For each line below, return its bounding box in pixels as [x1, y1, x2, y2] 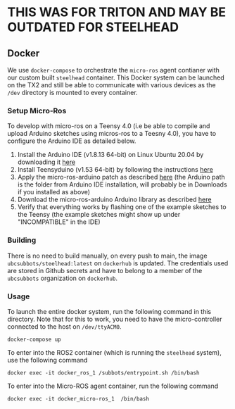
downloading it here [17, 158, 76, 166]
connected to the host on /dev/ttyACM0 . [7, 322, 122, 331]
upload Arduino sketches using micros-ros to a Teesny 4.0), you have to [7, 130, 217, 138]
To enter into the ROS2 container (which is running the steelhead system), [7, 348, 222, 356]
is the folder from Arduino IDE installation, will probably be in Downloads [17, 180, 227, 189]
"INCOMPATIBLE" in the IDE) [17, 218, 101, 226]
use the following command [7, 355, 88, 364]
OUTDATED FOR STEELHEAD [7, 19, 179, 35]
